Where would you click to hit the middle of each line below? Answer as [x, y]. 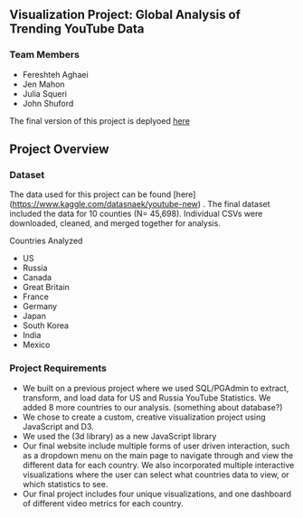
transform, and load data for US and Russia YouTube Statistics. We [147, 398]
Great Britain [46, 287]
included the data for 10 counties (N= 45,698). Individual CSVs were [136, 214]
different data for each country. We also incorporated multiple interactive [158, 465]
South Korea [46, 325]
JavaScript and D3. [58, 426]
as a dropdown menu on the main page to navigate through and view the [158, 455]
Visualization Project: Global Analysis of [125, 15]
